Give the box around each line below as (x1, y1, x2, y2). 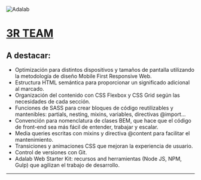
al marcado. (14, 86, 45, 92)
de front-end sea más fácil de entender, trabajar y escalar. (14, 123, 159, 130)
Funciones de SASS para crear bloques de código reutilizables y (14, 105, 173, 111)
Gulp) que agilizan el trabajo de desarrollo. (14, 161, 120, 169)
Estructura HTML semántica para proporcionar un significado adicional (14, 79, 190, 86)
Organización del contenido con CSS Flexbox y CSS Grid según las (14, 91, 181, 99)
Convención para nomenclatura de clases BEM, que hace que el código (14, 117, 191, 124)
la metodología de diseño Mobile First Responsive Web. (14, 72, 152, 80)
